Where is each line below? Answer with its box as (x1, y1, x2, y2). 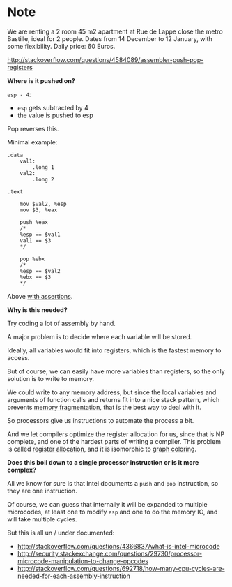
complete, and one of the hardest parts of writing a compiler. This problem (7, 437, 222, 445)
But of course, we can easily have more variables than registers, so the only (7, 367, 225, 376)
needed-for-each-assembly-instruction (17, 572, 131, 580)
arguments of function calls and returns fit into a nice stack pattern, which (7, 395, 220, 403)
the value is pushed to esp (17, 111, 93, 119)
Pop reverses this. (7, 124, 59, 133)
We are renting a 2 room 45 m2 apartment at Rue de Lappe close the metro (7, 27, 223, 36)
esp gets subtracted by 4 (17, 103, 88, 112)
